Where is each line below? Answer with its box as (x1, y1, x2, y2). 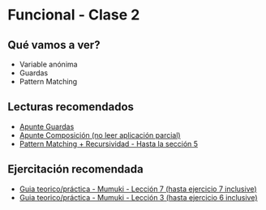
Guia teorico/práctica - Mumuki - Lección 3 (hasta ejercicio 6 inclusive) (19, 192, 258, 202)
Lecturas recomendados (7, 100, 135, 114)
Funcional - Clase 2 (7, 6, 140, 24)
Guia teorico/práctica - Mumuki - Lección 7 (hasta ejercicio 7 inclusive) (19, 184, 257, 194)
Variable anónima (19, 59, 78, 69)
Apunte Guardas (19, 122, 75, 131)
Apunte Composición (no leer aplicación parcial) (19, 130, 181, 139)
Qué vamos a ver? (7, 38, 101, 52)
